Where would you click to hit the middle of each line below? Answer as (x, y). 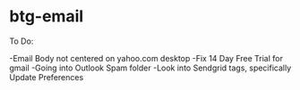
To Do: (21, 41)
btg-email (47, 16)
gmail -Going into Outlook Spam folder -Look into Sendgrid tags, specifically (150, 68)
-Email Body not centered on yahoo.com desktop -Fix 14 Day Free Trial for (146, 58)
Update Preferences (47, 77)
